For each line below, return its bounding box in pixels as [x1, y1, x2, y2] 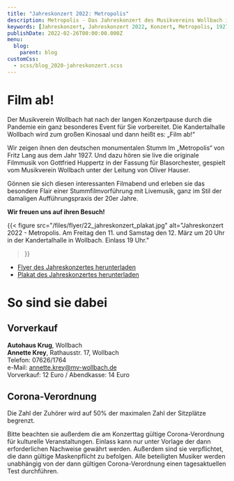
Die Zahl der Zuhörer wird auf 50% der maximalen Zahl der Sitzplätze [7, 409, 207, 418]
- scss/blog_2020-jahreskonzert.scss [13, 62, 123, 69]
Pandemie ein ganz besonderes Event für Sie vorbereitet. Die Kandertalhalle [7, 123, 226, 131]
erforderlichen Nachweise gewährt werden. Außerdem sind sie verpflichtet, [7, 445, 224, 453]
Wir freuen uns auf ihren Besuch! [7, 207, 106, 216]
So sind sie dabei [7, 294, 108, 310]
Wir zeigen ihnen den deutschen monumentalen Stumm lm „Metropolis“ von [7, 144, 225, 152]
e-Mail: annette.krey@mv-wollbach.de [7, 363, 117, 372]
